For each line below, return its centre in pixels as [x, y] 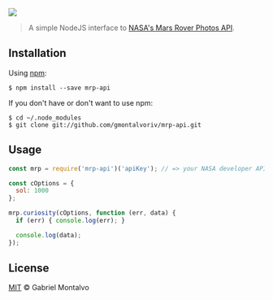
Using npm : [28, 72]
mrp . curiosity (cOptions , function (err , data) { [92, 213]
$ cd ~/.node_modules [45, 118]
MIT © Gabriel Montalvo [49, 288]
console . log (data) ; [49, 235]
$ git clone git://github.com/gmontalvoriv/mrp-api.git [105, 125]
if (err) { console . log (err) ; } [71, 220]
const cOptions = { [41, 183]
